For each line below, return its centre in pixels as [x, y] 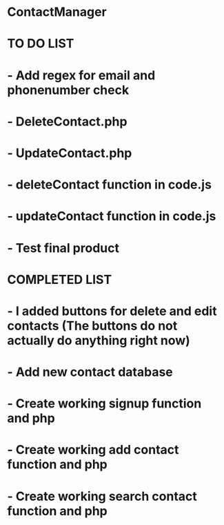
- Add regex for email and [81, 75]
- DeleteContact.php [67, 121]
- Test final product [63, 248]
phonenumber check [68, 90]
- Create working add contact [93, 450]
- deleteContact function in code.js [110, 185]
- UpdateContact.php [70, 153]
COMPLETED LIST [60, 279]
